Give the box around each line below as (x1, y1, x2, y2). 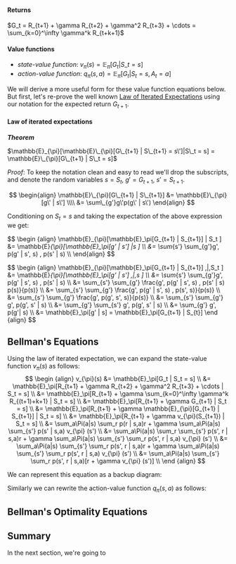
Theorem (7, 134, 35, 141)
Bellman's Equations (7, 335, 99, 347)
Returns (7, 6, 32, 14)
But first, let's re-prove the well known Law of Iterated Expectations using (7, 92, 220, 101)
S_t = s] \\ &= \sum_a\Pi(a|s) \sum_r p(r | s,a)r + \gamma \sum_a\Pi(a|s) (15, 419, 221, 428)
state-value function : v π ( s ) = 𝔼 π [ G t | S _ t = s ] (17, 60, 144, 70)
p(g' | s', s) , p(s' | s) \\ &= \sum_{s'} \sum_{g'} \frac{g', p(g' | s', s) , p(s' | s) (7, 278, 225, 286)
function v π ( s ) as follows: (7, 362, 80, 372)
